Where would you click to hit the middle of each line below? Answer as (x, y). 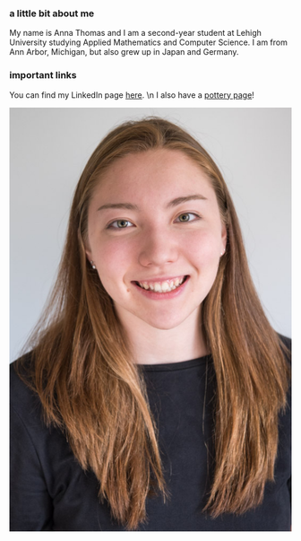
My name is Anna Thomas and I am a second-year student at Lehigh (136, 33)
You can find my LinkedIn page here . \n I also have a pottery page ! (132, 95)
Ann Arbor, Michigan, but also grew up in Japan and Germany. (124, 52)
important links (43, 75)
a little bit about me (52, 13)
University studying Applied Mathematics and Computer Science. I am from (149, 42)
